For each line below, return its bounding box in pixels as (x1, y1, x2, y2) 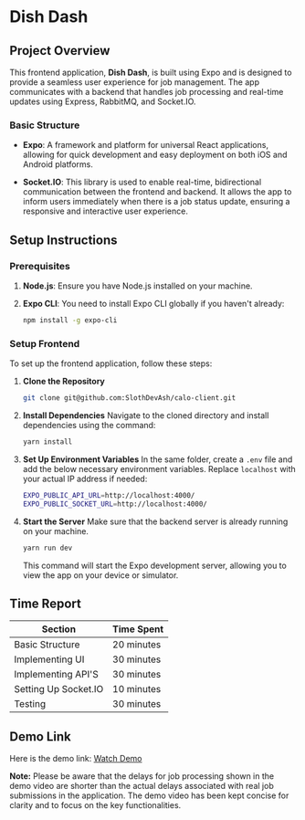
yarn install (22, 437, 73, 447)
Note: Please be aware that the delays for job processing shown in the (9, 771, 275, 782)
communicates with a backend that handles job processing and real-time (9, 87, 284, 97)
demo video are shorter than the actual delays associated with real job (9, 781, 274, 792)
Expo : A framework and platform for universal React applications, (22, 140, 269, 151)
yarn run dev (22, 543, 73, 552)
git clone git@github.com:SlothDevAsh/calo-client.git (22, 394, 237, 403)
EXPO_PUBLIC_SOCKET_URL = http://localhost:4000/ (22, 499, 207, 509)
